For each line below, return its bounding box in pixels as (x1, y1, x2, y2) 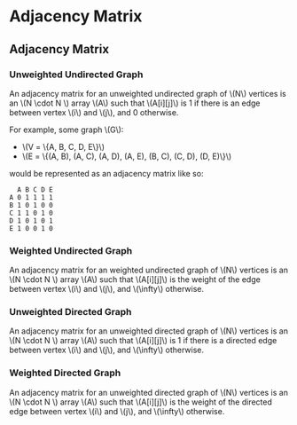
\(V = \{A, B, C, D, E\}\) (21, 141, 105, 152)
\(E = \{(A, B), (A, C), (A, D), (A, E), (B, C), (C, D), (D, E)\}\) (21, 151, 232, 161)
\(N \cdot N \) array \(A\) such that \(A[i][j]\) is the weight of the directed (9, 397, 273, 407)
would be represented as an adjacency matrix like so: (9, 168, 204, 178)
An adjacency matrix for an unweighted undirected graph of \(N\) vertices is (9, 88, 286, 98)
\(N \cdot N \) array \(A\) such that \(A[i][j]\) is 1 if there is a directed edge (9, 335, 277, 346)
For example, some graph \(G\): (9, 124, 124, 135)
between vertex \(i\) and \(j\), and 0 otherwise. (9, 106, 179, 117)
